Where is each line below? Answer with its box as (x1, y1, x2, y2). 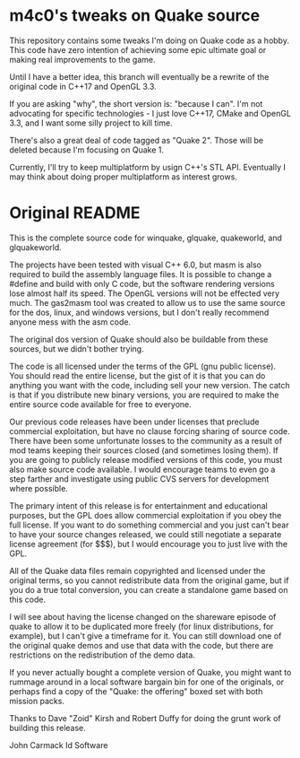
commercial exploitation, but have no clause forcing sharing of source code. (9, 425, 291, 436)
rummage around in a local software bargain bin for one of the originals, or (9, 676, 285, 687)
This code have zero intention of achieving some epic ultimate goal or (9, 44, 267, 55)
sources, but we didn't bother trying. (9, 343, 145, 354)
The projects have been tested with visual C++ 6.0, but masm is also (9, 259, 262, 270)
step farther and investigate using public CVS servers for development (9, 473, 270, 484)
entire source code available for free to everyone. (9, 398, 193, 409)
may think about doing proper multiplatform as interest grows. (9, 171, 237, 182)
